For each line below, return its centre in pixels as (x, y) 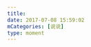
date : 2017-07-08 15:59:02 (46, 20)
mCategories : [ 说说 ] (36, 26)
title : (17, 13)
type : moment (26, 33)
